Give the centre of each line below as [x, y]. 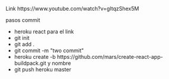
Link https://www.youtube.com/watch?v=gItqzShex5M [72, 9]
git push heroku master [43, 69]
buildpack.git [30, 63]
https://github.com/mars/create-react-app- [110, 57]
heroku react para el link [44, 31]
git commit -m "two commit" [49, 50]
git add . [24, 44]
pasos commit [23, 20]
